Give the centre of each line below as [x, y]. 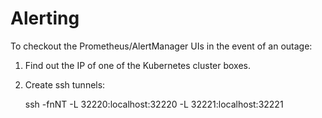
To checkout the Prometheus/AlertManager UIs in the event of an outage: [161, 46]
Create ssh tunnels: [65, 84]
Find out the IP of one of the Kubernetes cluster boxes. [138, 65]
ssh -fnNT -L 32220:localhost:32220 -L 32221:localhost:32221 [154, 104]
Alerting [45, 18]
